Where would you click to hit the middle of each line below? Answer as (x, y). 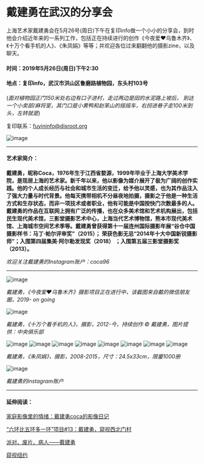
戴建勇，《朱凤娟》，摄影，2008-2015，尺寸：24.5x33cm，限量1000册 (93, 356)
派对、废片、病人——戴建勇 (41, 442)
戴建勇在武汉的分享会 (60, 12)
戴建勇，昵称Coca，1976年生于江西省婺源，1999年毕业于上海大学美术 (95, 173)
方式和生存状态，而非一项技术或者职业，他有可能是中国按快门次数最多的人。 (102, 203)
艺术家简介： (22, 158)
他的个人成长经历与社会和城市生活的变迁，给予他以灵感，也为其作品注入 (107, 188)
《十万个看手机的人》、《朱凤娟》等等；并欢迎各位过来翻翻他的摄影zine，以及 (100, 45)
